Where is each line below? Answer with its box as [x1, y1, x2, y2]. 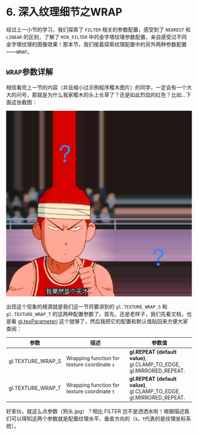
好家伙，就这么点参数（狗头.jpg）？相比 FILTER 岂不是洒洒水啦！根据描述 [6, 408, 184, 415]
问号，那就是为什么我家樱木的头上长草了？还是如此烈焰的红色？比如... [16, 91, 187, 98]
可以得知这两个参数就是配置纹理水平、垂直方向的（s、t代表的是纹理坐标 [11, 415, 186, 422]
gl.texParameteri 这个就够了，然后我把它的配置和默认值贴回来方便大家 [17, 318, 189, 325]
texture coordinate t [66, 387, 115, 395]
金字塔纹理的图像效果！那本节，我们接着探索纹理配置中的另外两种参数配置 [6, 41, 187, 48]
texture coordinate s [66, 361, 115, 368]
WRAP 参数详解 [6, 67, 53, 77]
